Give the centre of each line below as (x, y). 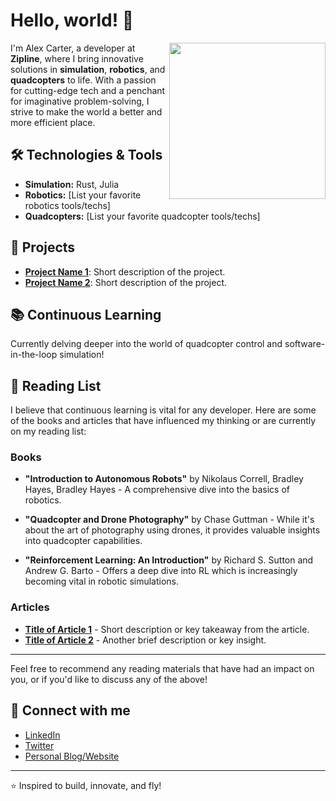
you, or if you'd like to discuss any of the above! (109, 679)
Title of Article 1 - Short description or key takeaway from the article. (167, 629)
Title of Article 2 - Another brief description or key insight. (145, 640)
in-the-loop (34, 355)
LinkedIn (42, 735)
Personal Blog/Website (72, 756)
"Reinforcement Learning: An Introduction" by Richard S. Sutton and (169, 560)
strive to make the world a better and (86, 111)
